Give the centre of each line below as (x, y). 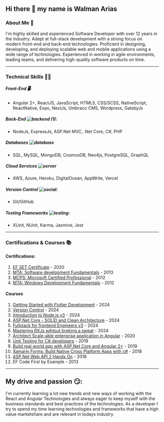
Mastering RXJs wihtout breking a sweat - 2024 (61, 330)
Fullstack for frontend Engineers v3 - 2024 (55, 325)
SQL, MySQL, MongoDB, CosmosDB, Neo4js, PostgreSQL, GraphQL (81, 155)
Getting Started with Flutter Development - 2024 (61, 304)
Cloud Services (21, 166)
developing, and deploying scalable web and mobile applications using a (78, 49)
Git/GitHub (23, 202)
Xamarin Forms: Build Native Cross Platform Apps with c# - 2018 (77, 351)
